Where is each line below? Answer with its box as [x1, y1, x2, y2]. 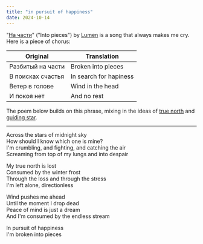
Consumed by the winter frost [6, 168, 81, 176]
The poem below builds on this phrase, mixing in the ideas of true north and [6, 107, 195, 114]
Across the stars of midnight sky [6, 131, 87, 138]
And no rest [70, 91, 104, 100]
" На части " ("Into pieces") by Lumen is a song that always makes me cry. [6, 31, 190, 38]
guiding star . [6, 113, 37, 121]
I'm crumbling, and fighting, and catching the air [6, 143, 126, 151]
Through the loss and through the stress [6, 175, 107, 182]
